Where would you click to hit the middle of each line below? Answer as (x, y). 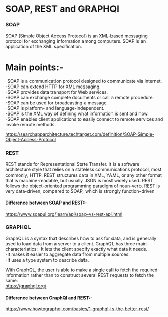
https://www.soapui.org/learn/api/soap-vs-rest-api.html (64, 214)
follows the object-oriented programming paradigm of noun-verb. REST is (83, 186)
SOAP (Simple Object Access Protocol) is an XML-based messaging (76, 36)
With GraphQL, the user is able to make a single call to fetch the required (81, 270)
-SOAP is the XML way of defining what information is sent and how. (77, 114)
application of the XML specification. (44, 47)
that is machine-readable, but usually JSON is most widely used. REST (79, 180)
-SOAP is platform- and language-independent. (55, 108)
